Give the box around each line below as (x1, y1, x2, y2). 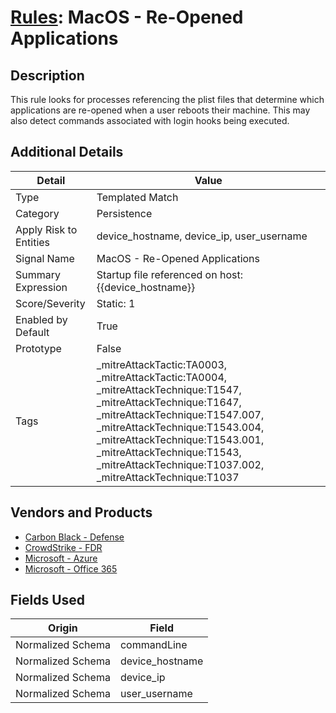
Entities (15, 235, 51, 249)
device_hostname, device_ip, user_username (96, 229, 308, 243)
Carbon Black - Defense (24, 531, 125, 543)
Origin (48, 621, 78, 635)
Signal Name (15, 251, 75, 265)
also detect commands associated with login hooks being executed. (10, 115, 290, 126)
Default (15, 325, 50, 339)
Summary (15, 267, 62, 281)
